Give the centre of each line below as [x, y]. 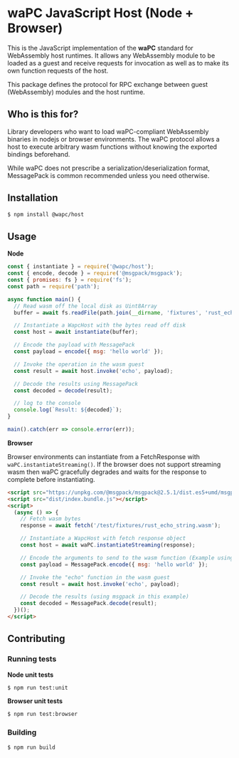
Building [22, 732]
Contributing [36, 639]
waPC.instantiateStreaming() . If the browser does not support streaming [114, 464]
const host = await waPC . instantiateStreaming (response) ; [108, 545]
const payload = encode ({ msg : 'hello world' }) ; [89, 352]
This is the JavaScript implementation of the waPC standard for [100, 48]
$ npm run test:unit [38, 688]
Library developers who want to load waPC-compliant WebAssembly [108, 131]
